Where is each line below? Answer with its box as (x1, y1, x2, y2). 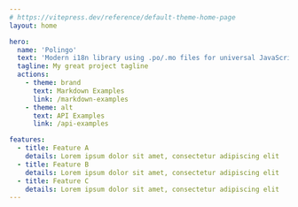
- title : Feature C (17, 176, 90, 186)
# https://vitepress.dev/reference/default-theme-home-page (9, 12, 237, 22)
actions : (17, 70, 50, 80)
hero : (9, 37, 29, 46)
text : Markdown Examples (32, 86, 125, 96)
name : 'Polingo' (17, 45, 77, 54)
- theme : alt (25, 103, 74, 111)
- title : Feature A (17, 143, 90, 153)
